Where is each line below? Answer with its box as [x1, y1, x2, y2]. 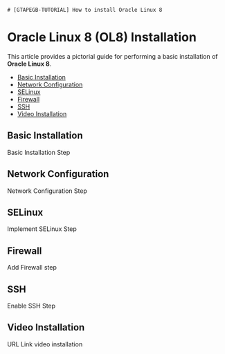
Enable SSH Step [7, 301, 56, 310]
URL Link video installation [7, 339, 83, 348]
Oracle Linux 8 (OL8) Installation [7, 30, 197, 45]
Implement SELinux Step [7, 225, 78, 233]
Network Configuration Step [7, 187, 88, 195]
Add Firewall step [7, 263, 57, 272]
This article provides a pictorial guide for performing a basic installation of [7, 52, 218, 60]
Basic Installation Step [7, 148, 71, 156]
